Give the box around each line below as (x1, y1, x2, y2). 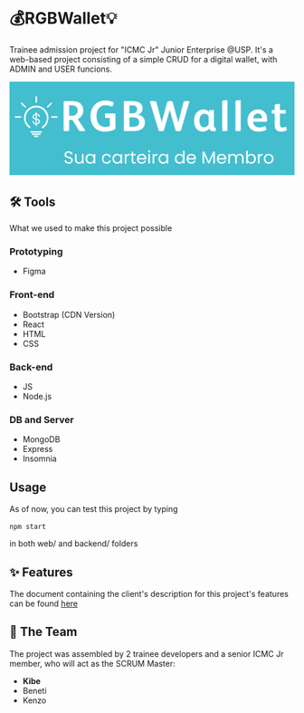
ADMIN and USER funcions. (9, 63, 113, 74)
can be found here (9, 598, 79, 609)
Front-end (9, 288, 55, 301)
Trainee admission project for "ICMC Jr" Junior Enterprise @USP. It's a (9, 43, 274, 55)
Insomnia (22, 453, 57, 464)
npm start (9, 523, 47, 532)
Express (22, 444, 53, 455)
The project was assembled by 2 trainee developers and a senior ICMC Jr (9, 648, 284, 659)
